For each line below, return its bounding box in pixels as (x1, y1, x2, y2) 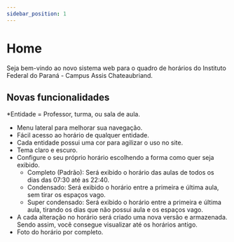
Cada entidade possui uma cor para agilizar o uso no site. (16, 138, 184, 147)
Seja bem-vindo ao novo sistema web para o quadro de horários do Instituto (6, 64, 227, 72)
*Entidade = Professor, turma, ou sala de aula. (6, 110, 141, 119)
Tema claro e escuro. (16, 146, 78, 154)
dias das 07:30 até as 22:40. (27, 176, 110, 184)
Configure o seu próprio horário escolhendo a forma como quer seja (16, 154, 214, 162)
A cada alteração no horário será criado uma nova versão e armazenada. (16, 213, 228, 222)
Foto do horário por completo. (16, 228, 104, 236)
